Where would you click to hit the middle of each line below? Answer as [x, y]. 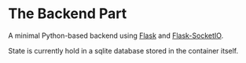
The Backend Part [68, 14]
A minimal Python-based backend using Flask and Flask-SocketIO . [116, 35]
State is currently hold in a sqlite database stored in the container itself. [123, 50]
